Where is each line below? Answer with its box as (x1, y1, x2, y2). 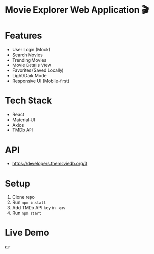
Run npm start (12, 210, 42, 216)
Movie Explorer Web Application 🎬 (5, 4, 149, 16)
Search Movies (12, 52, 43, 58)
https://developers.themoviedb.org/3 (12, 161, 88, 166)
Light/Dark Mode (12, 73, 47, 79)
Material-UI (12, 117, 35, 123)
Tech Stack (5, 95, 52, 106)
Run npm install (12, 199, 46, 205)
